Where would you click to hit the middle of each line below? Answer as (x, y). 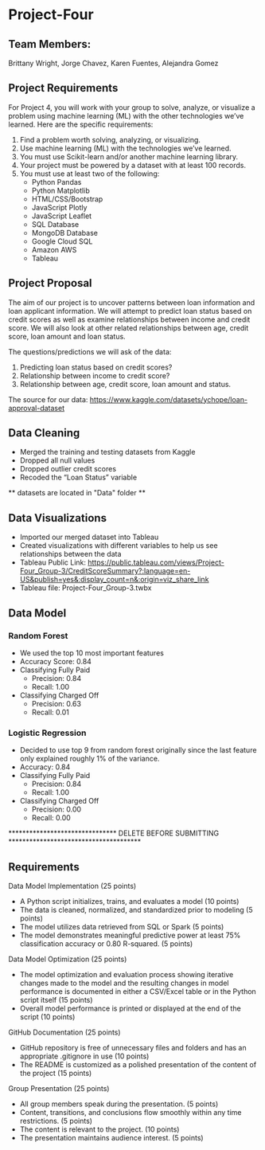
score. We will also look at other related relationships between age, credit (129, 327)
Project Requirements (63, 88)
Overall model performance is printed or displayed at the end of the (130, 1008)
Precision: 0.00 (57, 809)
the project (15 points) (56, 1074)
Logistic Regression (47, 733)
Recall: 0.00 (51, 818)
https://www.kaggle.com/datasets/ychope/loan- (169, 399)
